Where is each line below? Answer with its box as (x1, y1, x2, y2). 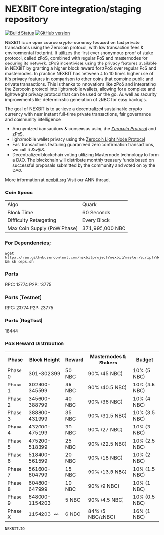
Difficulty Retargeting (7, 217, 57, 224)
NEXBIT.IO (5, 526, 25, 531)
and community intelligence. (5, 116, 62, 122)
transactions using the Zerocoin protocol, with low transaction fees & (5, 44, 143, 50)
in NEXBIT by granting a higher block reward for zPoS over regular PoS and (5, 65, 157, 71)
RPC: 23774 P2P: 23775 (5, 305, 54, 311)
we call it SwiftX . (12, 147, 46, 152)
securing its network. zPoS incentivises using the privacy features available (5, 60, 157, 66)
